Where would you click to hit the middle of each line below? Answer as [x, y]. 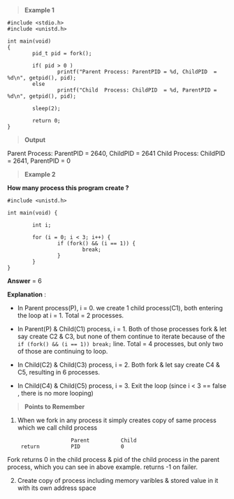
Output [35, 140]
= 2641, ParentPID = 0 [39, 161]
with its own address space [57, 488]
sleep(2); [46, 108]
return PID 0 [72, 447]
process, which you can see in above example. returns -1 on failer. [102, 467]
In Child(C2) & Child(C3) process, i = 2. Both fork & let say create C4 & [118, 365]
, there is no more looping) [56, 393]
